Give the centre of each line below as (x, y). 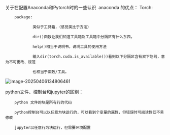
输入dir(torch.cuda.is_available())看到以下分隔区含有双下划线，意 (98, 57)
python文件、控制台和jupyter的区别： (44, 92)
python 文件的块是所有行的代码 (43, 102)
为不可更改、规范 (21, 62)
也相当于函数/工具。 (51, 72)
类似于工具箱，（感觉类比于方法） (62, 27)
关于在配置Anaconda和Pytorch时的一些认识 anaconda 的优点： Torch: (79, 7)
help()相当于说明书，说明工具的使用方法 (70, 47)
